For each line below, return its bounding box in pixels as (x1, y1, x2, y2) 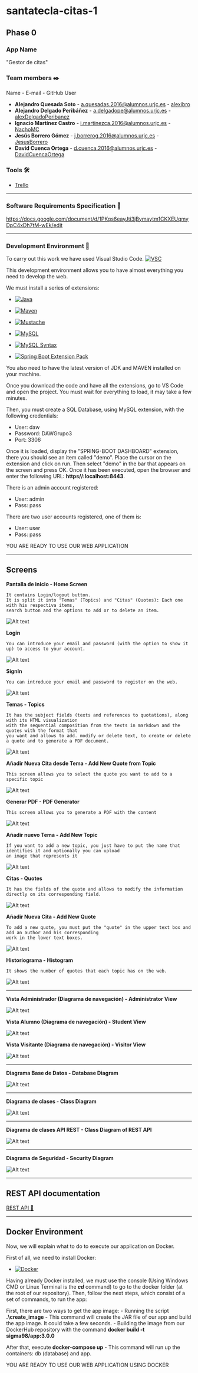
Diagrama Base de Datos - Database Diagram (6, 1069, 119, 1076)
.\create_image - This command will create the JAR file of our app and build (6, 1313, 192, 1321)
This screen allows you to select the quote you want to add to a (6, 771, 173, 777)
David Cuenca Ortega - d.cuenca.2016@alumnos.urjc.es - (14, 144, 157, 152)
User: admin (14, 495, 45, 502)
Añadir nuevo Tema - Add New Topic (6, 831, 98, 838)
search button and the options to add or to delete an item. (6, 607, 160, 613)
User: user (14, 525, 41, 532)
